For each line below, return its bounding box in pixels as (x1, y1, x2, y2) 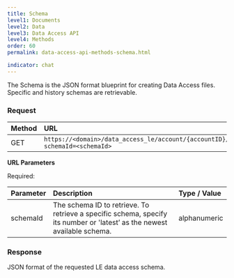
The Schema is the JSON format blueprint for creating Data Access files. (7, 81, 216, 89)
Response (7, 247, 42, 256)
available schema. (52, 226, 112, 236)
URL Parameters (7, 158, 56, 167)
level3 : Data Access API (7, 29, 79, 37)
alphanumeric (178, 213, 224, 223)
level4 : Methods (7, 36, 54, 43)
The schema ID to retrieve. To (52, 200, 150, 210)
